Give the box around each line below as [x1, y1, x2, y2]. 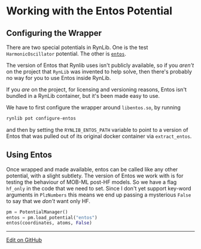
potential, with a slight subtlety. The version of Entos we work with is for [6, 172, 184, 179]
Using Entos [6, 150, 53, 160]
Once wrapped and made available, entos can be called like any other [6, 165, 178, 173]
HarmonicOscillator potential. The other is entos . [6, 50, 127, 57]
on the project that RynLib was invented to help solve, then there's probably [6, 68, 193, 75]
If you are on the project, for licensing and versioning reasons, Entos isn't [6, 86, 187, 93]
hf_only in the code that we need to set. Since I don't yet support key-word [6, 185, 191, 192]
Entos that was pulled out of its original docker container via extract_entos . [6, 133, 192, 140]
